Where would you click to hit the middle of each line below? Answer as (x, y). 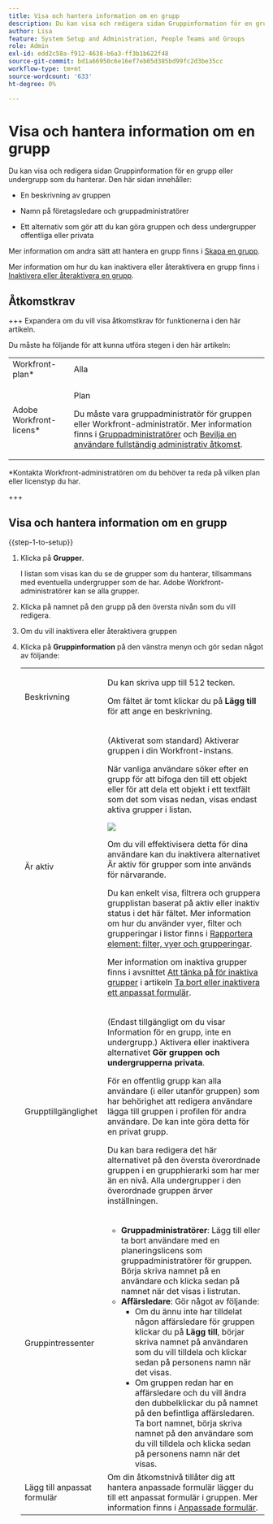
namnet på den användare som (194, 1434)
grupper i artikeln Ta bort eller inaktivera (183, 983)
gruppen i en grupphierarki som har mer (183, 1170)
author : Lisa (30, 31)
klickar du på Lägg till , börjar (190, 1332)
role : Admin (28, 46)
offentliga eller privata (57, 236)
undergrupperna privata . (156, 1063)
